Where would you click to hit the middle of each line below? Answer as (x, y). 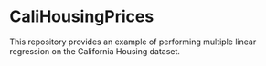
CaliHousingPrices (82, 17)
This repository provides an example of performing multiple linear (133, 42)
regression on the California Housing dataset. (95, 51)
